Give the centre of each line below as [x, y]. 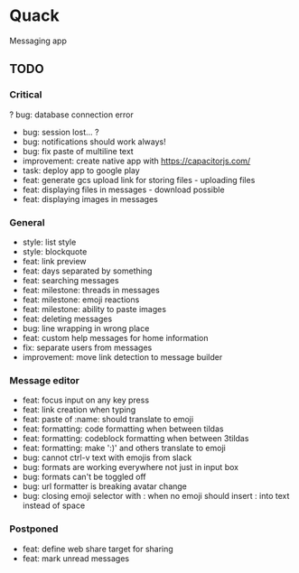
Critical [26, 95]
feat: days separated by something [87, 271]
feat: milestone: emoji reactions [81, 300]
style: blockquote [55, 251]
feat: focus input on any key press [86, 400]
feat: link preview [55, 261]
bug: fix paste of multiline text [78, 151]
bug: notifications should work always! [94, 142]
